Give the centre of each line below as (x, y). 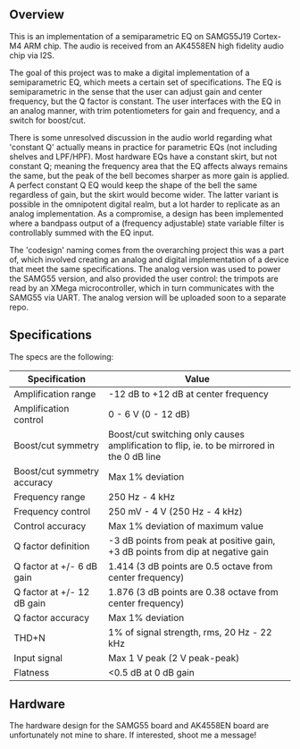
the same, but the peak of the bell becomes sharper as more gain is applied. (150, 175)
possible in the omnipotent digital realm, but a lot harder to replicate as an (145, 204)
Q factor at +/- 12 (52, 592)
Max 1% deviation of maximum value (186, 525)
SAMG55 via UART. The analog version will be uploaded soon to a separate (148, 297)
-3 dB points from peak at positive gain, (192, 540)
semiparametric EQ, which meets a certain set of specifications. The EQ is (146, 82)
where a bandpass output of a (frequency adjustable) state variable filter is (147, 223)
